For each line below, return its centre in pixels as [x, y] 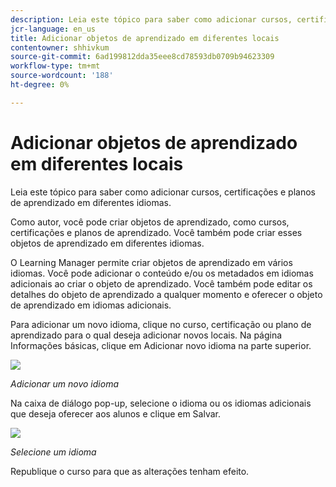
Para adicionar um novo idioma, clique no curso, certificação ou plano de [161, 324]
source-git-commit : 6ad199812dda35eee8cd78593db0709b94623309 [142, 57]
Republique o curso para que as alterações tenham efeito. [130, 471]
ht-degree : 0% [40, 85]
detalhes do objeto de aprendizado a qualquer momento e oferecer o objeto [166, 294]
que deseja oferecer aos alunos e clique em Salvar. [116, 413]
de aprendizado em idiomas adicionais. [91, 305]
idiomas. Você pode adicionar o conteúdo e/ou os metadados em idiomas [162, 273]
